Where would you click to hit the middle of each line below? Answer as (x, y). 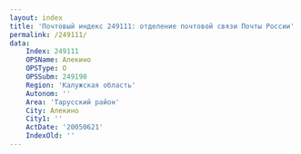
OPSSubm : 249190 (57, 77)
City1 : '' (45, 119)
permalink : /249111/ (49, 34)
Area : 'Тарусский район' (73, 102)
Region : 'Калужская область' (81, 85)
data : (20, 43)
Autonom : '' (48, 93)
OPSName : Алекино (59, 60)
